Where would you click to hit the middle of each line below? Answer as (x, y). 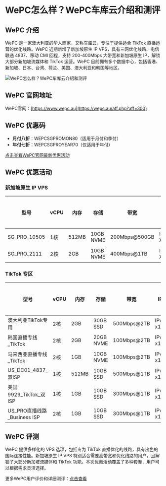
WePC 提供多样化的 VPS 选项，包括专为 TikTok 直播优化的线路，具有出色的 (82, 449)
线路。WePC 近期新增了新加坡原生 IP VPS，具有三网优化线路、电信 (91, 49)
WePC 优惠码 (25, 125)
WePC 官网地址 (29, 96)
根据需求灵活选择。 (29, 468)
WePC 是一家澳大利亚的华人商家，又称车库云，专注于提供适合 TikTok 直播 (81, 43)
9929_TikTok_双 (26, 394)
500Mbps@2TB (132, 323)
